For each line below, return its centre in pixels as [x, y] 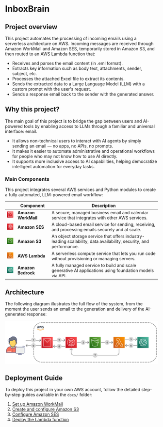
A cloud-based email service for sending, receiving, [104, 224]
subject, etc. [24, 73]
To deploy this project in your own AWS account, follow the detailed [73, 390]
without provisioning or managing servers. [94, 258]
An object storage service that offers [88, 237]
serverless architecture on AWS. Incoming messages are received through [79, 44]
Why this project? [32, 109]
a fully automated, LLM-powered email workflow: [54, 195]
